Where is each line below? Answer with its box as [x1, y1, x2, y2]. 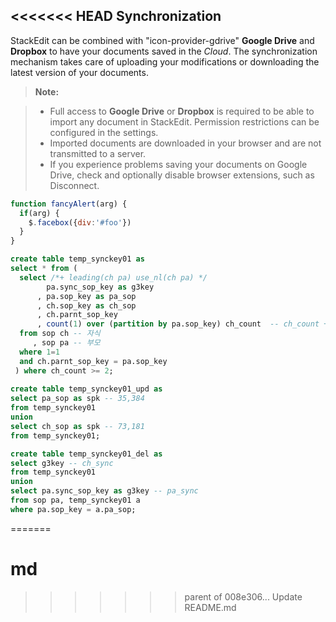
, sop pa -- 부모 [32, 338, 101, 348]
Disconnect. [49, 179, 100, 191]
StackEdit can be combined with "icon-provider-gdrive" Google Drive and [10, 34, 315, 46]
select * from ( [10, 264, 78, 274]
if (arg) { [19, 208, 60, 218]
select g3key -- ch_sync [10, 458, 114, 468]
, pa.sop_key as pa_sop [36, 291, 137, 301]
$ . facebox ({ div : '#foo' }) [28, 217, 132, 228]
